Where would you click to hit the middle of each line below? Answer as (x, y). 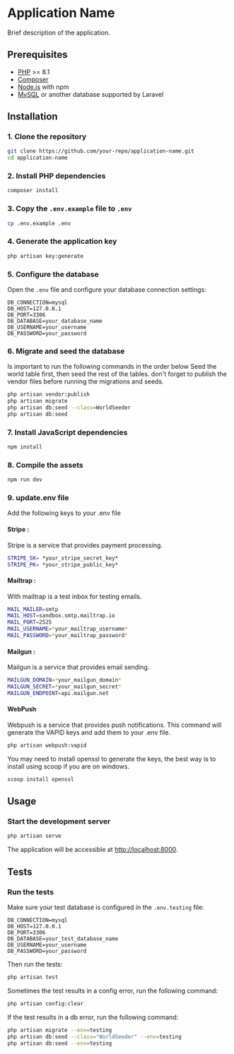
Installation (33, 117)
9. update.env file (38, 498)
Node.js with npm (43, 87)
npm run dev (25, 480)
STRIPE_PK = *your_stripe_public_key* (63, 564)
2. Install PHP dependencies (57, 176)
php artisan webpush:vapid (47, 745)
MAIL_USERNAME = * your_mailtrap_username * (68, 629)
